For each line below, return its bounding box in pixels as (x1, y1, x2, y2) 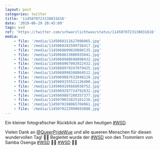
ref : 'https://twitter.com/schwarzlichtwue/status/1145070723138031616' (5, 30, 156, 34)
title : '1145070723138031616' (5, 16, 67, 21)
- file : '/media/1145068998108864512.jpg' (14, 70, 101, 75)
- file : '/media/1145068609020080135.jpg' (14, 48, 101, 52)
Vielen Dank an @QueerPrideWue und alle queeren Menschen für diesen (5, 129, 152, 135)
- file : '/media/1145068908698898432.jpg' (14, 57, 101, 62)
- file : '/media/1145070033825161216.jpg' (14, 98, 101, 102)
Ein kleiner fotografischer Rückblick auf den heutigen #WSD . (5, 119, 127, 125)
